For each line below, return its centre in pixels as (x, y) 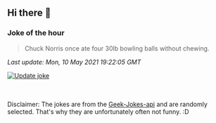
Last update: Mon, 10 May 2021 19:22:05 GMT (74, 62)
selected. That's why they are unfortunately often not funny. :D (98, 111)
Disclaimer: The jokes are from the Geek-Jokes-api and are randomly (107, 104)
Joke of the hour (36, 33)
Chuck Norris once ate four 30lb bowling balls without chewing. (117, 48)
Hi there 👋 (29, 13)
